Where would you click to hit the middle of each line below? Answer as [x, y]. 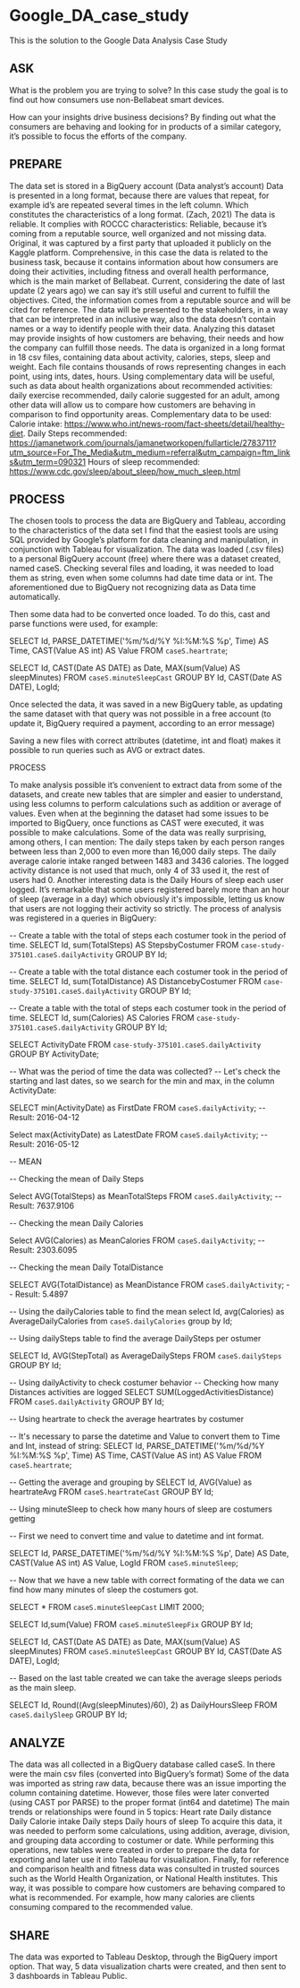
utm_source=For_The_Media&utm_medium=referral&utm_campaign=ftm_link [150, 452]
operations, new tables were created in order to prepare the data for [135, 1850]
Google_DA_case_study [99, 16]
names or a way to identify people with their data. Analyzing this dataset [142, 329]
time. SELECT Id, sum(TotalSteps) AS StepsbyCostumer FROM [124, 945]
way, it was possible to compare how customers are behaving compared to [147, 1888]
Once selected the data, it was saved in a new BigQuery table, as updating [146, 705]
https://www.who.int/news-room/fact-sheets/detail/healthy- [175, 424]
